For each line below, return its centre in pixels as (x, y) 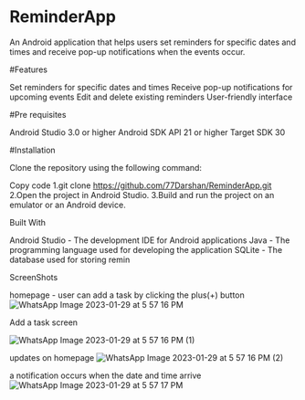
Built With (27, 222)
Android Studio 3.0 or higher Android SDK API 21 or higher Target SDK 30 (147, 132)
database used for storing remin (70, 259)
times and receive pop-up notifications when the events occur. (127, 51)
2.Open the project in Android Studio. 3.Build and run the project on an (142, 195)
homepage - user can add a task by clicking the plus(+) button (127, 295)
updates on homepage (52, 357)
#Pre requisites (38, 114)
